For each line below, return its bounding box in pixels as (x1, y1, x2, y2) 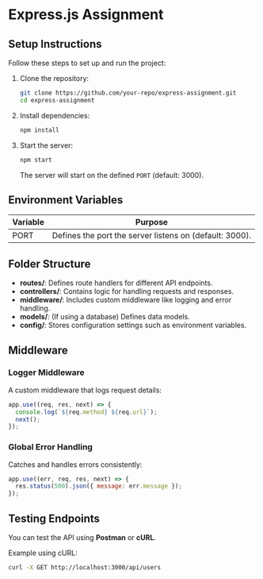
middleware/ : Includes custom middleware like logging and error (19, 295, 232, 305)
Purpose (135, 217, 169, 228)
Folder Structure (8, 257, 91, 271)
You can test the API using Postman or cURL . (8, 533, 157, 542)
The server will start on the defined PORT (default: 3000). (19, 170, 204, 179)
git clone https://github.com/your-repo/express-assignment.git (19, 89, 237, 97)
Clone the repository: (19, 74, 90, 83)
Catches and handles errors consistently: (8, 459, 143, 469)
